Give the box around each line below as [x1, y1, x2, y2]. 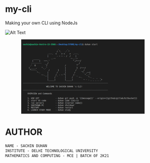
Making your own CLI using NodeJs [5, 20, 78, 26]
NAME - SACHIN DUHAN [5, 144, 48, 149]
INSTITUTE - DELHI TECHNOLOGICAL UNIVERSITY [5, 149, 98, 154]
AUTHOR [5, 126, 43, 138]
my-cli [5, 3, 32, 15]
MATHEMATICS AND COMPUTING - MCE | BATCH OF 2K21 [5, 154, 110, 159]
